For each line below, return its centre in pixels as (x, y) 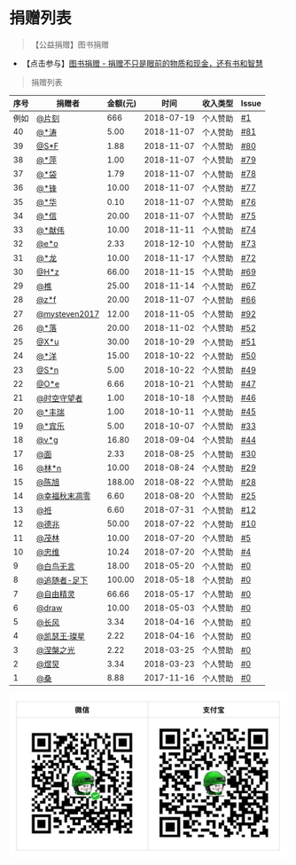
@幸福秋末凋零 (64, 496)
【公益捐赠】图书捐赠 (70, 44)
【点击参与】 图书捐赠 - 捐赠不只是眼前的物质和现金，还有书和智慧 (143, 63)
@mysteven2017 (68, 314)
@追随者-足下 (62, 580)
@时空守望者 (60, 398)
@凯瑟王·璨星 (61, 636)
